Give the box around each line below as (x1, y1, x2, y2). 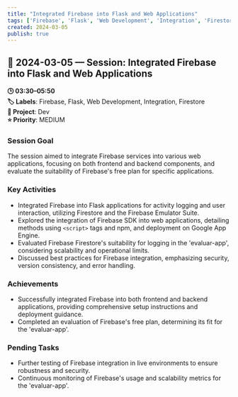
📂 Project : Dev (7, 108, 50, 116)
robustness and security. (17, 367, 91, 375)
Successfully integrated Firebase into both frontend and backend (17, 295, 208, 303)
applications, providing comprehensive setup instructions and (17, 302, 198, 311)
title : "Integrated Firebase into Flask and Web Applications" (7, 10, 198, 18)
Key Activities (7, 185, 57, 195)
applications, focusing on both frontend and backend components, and (7, 160, 215, 168)
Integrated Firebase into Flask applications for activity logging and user (17, 201, 225, 209)
